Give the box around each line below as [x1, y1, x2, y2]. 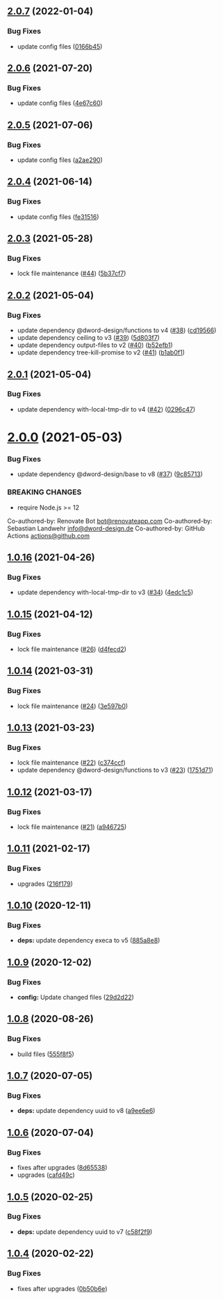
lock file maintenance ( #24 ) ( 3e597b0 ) [17, 701, 129, 710]
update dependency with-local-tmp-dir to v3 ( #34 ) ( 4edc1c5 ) [17, 588, 194, 596]
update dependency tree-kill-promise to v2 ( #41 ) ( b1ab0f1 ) [17, 348, 185, 357]
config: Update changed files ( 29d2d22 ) [17, 993, 134, 1002]
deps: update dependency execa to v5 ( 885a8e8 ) [17, 936, 160, 945]
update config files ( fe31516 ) [17, 212, 99, 221]
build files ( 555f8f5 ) [17, 1050, 74, 1058]
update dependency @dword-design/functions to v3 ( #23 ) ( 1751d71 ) [17, 766, 214, 774]
